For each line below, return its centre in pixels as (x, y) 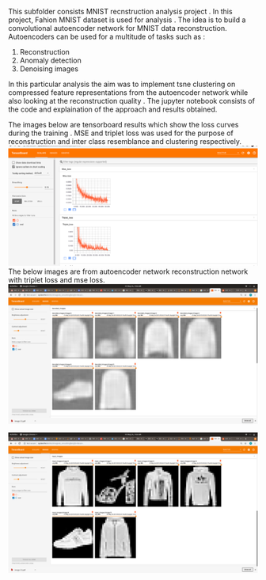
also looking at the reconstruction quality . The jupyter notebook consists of (132, 101)
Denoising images (49, 69)
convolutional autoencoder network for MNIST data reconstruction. (118, 28)
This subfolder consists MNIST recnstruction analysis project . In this (120, 11)
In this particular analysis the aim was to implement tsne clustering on (122, 84)
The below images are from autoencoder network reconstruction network (128, 271)
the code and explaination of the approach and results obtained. (113, 109)
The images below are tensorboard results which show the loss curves (123, 125)
